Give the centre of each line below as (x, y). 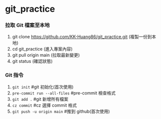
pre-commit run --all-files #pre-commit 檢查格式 (64, 93)
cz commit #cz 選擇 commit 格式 (44, 105)
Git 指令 (14, 75)
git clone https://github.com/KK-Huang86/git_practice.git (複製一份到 (82, 37)
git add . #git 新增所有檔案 (40, 99)
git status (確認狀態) (32, 61)
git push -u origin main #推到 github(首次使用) (61, 111)
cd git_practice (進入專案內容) (42, 49)
